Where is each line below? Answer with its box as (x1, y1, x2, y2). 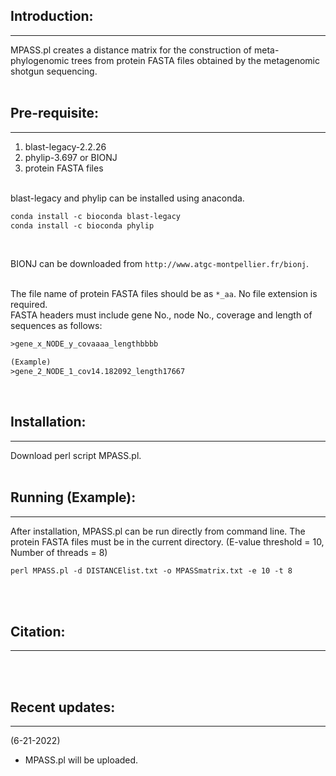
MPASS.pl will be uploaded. (24, 754, 139, 766)
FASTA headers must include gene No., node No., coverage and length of (10, 309, 313, 321)
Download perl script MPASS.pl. (10, 449, 142, 461)
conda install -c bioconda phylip (10, 220, 155, 231)
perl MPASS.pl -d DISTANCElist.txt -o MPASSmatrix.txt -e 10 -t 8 (10, 565, 293, 576)
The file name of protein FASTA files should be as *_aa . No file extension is (10, 288, 318, 300)
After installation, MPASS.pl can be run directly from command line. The (10, 525, 306, 537)
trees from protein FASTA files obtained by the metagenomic (71, 54, 321, 66)
